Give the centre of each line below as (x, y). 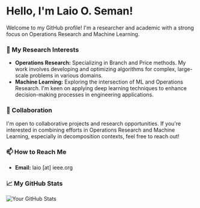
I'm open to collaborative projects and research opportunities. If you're (94, 123)
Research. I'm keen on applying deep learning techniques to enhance (101, 88)
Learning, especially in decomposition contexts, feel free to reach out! (93, 136)
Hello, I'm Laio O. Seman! (70, 11)
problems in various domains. (66, 76)
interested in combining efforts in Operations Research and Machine (91, 130)
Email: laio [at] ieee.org (44, 167)
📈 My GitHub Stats (35, 183)
